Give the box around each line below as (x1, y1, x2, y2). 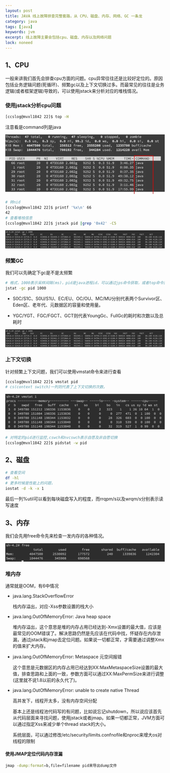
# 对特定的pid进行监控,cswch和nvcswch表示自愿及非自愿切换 (5, 435, 118, 440)
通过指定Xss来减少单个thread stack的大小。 (17, 721, 109, 727)
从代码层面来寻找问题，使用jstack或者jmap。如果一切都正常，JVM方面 (12, 715, 160, 721)
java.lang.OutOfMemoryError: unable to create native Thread (12, 687, 139, 694)
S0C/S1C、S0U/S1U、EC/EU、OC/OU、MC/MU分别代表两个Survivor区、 (12, 295, 165, 301)
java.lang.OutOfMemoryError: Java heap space (12, 614, 111, 620)
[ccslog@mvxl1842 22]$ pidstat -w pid (5, 440, 87, 445)
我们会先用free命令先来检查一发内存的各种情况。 (5, 533, 107, 539)
